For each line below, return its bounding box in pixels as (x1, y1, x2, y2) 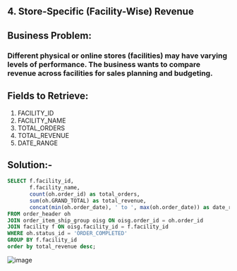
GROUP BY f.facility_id (7, 237, 78, 244)
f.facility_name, (29, 184, 80, 191)
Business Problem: (7, 30, 92, 42)
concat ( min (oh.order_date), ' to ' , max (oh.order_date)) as (29, 203, 210, 210)
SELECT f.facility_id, (7, 177, 74, 185)
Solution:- (7, 158, 53, 171)
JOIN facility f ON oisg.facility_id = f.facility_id (7, 223, 169, 231)
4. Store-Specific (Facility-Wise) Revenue (7, 6, 194, 18)
